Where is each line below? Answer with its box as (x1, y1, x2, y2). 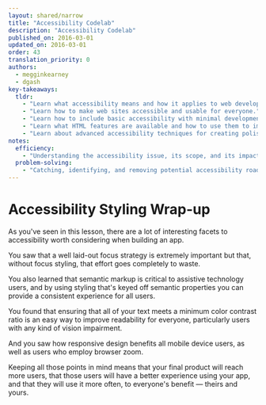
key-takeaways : (8, 85, 59, 94)
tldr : (15, 93, 34, 101)
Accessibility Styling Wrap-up (8, 201, 211, 219)
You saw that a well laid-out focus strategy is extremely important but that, (8, 250, 252, 260)
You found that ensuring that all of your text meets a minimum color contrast (8, 306, 257, 315)
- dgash (15, 78, 41, 86)
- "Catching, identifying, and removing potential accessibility (22, 166, 243, 174)
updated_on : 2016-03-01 (8, 41, 87, 49)
